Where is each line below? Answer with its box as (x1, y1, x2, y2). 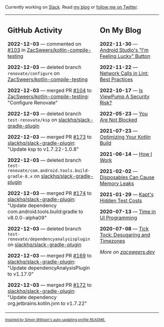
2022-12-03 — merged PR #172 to (7, 281, 92, 288)
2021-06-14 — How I (100, 150, 152, 157)
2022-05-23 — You (100, 110, 148, 117)
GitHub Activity (7, 25, 62, 35)
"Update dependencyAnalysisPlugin (7, 264, 90, 271)
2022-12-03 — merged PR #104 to (7, 87, 92, 93)
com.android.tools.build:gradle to (7, 208, 83, 215)
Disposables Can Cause (100, 174, 155, 181)
